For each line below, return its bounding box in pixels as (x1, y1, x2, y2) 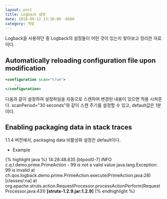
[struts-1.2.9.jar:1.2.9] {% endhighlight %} (46, 188, 136, 194)
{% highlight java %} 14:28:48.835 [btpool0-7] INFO (5, 156, 112, 162)
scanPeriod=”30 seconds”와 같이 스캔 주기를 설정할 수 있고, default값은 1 (11, 102, 158, 108)
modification (5, 64, 46, 72)
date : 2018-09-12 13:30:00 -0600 (5, 16, 75, 21)
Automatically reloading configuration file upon (5, 56, 156, 65)
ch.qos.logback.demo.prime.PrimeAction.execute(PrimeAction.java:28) (5, 172, 151, 178)
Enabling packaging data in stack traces (5, 123, 132, 132)
